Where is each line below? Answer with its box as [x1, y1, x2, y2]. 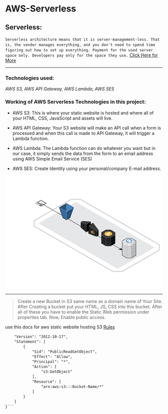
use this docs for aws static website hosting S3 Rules [5, 324, 115, 330]
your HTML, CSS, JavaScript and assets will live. [12, 115, 112, 121]
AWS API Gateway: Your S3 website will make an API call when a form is [12, 124, 161, 130]
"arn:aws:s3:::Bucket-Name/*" [40, 384, 104, 389]
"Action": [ [31, 364, 57, 369]
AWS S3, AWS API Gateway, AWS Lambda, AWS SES [5, 86, 114, 92]
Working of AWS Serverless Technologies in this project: [5, 98, 146, 105]
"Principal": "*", [31, 359, 70, 364]
